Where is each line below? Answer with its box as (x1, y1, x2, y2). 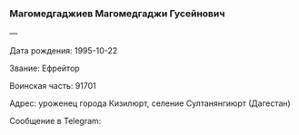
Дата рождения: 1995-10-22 (9, 45, 118, 56)
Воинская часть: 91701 (9, 81, 97, 92)
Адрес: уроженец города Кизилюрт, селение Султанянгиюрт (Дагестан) (9, 98, 291, 109)
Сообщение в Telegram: (9, 116, 102, 127)
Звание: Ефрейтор (9, 63, 80, 74)
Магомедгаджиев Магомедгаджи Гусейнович (9, 7, 225, 20)
